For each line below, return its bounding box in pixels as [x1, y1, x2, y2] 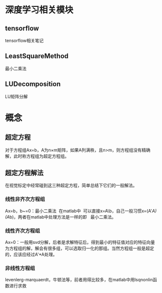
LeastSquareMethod [5, 52, 69, 60]
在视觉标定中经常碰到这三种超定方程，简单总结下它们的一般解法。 [5, 183, 137, 188]
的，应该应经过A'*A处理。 [5, 252, 57, 257]
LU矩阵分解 [5, 93, 28, 99]
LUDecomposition [5, 80, 61, 88]
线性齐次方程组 [5, 227, 40, 234]
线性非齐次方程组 [5, 196, 45, 202]
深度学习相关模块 [5, 4, 74, 16]
